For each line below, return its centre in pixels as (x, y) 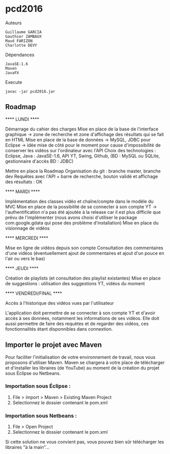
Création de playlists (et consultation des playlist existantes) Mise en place (83, 278)
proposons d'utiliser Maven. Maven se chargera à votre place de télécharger (85, 362)
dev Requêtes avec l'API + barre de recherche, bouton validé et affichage (82, 176)
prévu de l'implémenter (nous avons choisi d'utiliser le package (71, 217)
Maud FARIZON (19, 41)
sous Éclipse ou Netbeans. (33, 373)
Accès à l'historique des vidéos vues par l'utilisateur (60, 303)
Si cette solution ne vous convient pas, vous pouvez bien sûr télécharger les (85, 442)
